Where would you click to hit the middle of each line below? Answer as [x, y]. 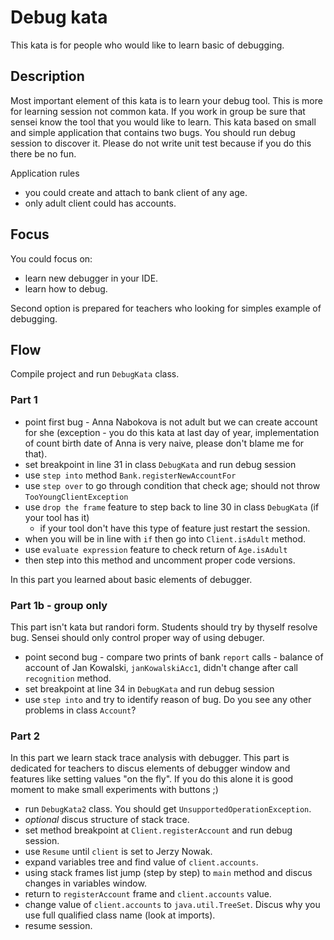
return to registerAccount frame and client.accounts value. [148, 894]
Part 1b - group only [59, 605]
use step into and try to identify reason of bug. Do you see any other [168, 699]
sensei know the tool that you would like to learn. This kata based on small [163, 122]
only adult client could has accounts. [100, 203]
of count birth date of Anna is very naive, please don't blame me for [164, 443]
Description [47, 76]
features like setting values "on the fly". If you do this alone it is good [152, 779]
